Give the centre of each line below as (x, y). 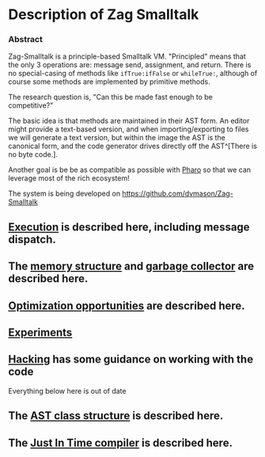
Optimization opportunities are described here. (127, 305)
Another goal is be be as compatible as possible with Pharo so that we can (130, 170)
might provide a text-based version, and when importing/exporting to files (129, 129)
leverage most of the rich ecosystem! (69, 178)
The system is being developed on (64, 194)
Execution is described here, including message (129, 227)
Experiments (40, 333)
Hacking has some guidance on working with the (131, 359)
